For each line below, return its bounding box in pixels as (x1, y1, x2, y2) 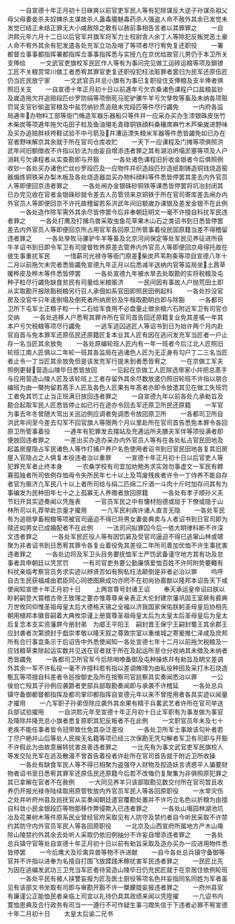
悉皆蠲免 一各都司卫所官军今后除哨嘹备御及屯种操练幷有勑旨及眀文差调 (7, 655, 224, 663)
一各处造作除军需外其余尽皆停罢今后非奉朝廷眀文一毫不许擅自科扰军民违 (19, 208, 228, 216)
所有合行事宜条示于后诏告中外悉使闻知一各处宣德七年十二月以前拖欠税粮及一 (7, 638, 228, 645)
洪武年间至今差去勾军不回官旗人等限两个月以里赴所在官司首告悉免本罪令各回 (7, 418, 228, 427)
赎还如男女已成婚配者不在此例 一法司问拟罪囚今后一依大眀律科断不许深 (7, 523, 224, 532)
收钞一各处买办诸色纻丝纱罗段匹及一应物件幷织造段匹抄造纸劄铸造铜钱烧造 (7, 164, 222, 172)
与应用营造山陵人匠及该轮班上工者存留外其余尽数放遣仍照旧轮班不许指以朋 (7, 375, 222, 382)
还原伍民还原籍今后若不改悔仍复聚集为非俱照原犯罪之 (74, 769, 228, 777)
